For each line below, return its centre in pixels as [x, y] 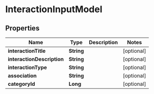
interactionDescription [36, 59]
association [22, 76]
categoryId [22, 84]
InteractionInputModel [54, 9]
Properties [22, 28]
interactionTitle [27, 51]
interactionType [28, 67]
